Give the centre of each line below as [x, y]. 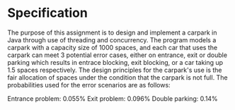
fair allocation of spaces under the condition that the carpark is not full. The [117, 77]
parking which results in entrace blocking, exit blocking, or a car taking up [115, 62]
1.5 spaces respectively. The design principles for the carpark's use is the [115, 70]
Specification [48, 13]
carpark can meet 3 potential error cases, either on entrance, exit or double [117, 55]
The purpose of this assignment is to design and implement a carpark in [112, 32]
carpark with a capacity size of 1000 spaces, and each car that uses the [113, 47]
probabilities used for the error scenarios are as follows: [89, 85]
